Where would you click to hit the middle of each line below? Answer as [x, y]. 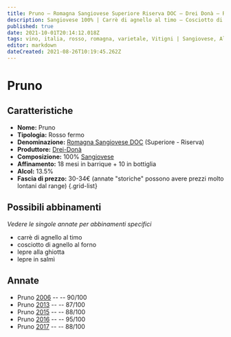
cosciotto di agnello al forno [57, 244]
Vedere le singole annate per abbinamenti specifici [79, 224]
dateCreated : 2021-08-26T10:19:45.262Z [64, 52]
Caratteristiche [40, 111]
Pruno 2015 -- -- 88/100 [51, 312]
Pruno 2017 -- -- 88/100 [51, 326]
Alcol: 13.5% [35, 171]
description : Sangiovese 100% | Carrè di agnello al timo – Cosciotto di [115, 20]
